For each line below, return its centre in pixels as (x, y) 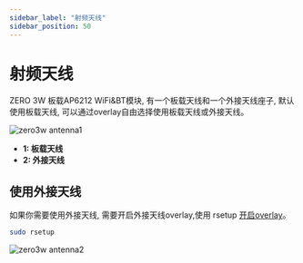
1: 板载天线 (43, 149)
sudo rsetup (32, 232)
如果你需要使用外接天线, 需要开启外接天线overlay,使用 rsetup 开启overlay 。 (150, 215)
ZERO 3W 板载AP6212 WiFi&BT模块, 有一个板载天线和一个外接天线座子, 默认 (152, 101)
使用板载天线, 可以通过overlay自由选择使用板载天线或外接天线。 (129, 112)
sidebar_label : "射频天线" (58, 18)
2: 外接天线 (44, 161)
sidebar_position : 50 (50, 26)
